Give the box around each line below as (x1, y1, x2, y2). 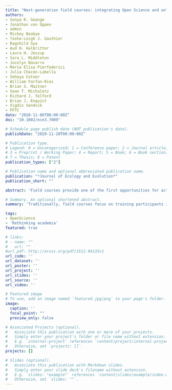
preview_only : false (10, 315, 54, 321)
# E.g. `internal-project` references (5, 339, 93, 344)
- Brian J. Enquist (5, 98, 47, 103)
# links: (5, 235, 24, 240)
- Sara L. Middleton (5, 55, 50, 61)
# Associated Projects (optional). (5, 324, 81, 330)
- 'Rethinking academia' (5, 221, 58, 226)
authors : (5, 12, 24, 17)
